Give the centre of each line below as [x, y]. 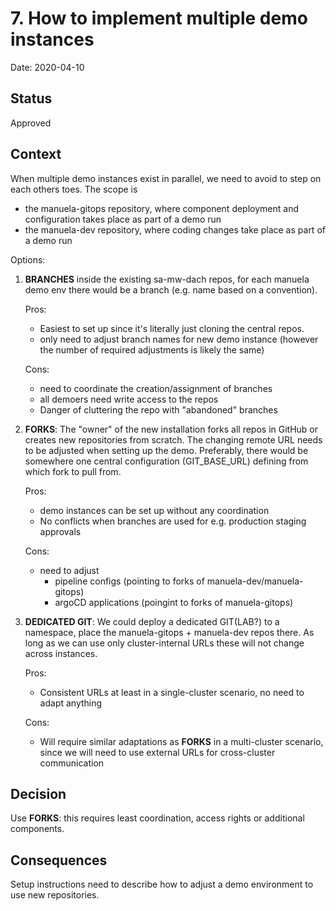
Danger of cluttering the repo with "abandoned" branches [158, 409]
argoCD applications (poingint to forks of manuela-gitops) [174, 602]
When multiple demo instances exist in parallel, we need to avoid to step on [166, 178]
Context [36, 154]
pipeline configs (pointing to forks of [129, 581]
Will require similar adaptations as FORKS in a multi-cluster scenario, [181, 741]
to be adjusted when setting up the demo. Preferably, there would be [166, 450]
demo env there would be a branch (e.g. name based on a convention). [171, 289]
